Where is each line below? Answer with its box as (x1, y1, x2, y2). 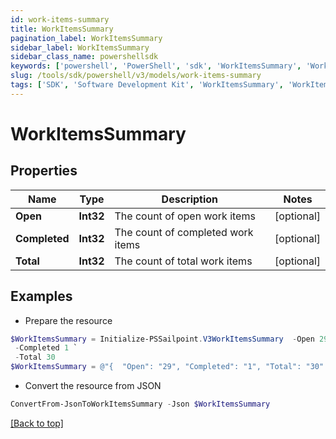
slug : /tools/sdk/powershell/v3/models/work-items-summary (10, 71, 262, 81)
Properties (10, 162, 78, 180)
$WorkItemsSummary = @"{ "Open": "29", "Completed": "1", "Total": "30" (10, 362, 325, 372)
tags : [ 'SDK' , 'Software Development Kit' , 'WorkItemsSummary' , (10, 80, 284, 90)
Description (161, 192, 219, 206)
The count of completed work (114, 225, 254, 239)
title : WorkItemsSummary (10, 24, 114, 34)
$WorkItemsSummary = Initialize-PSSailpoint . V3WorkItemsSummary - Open (10, 334, 315, 344)
